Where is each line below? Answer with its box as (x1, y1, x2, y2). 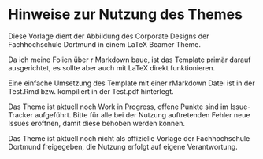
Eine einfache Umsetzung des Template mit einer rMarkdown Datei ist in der (8, 78, 256, 88)
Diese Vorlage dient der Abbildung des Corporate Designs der (8, 31, 210, 41)
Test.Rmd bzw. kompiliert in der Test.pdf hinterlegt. (8, 86, 175, 96)
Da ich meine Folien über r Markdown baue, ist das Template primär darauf (8, 55, 251, 64)
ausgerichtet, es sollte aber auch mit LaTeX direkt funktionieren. (8, 63, 216, 72)
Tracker (8, 110, 34, 119)
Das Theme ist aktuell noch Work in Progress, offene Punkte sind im (8, 102, 228, 111)
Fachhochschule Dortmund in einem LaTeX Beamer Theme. (8, 39, 202, 49)
